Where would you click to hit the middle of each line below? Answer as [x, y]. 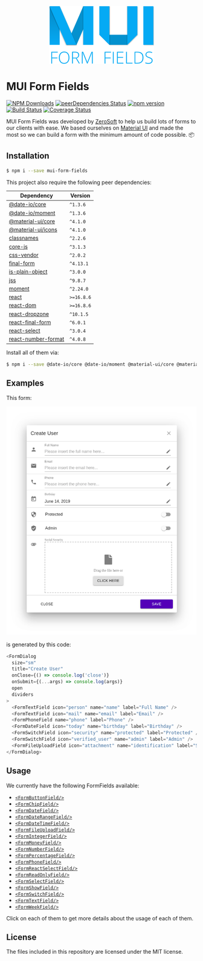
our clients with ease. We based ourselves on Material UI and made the [95, 128]
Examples [25, 383]
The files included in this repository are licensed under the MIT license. [95, 952]
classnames [24, 238]
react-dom [23, 306]
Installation [28, 156]
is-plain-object [28, 272]
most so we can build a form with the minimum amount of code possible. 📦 [101, 134]
